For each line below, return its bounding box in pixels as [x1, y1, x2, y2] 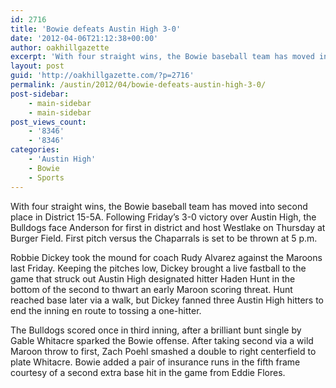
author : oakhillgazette [10, 42, 110, 53]
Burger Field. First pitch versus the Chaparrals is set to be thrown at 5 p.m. [10, 232, 318, 244]
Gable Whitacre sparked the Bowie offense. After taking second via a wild [10, 334, 314, 346]
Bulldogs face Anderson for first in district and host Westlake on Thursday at [10, 221, 326, 233]
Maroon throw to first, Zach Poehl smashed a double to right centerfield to [10, 345, 317, 357]
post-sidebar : [10, 89, 70, 99]
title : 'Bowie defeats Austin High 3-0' [10, 24, 182, 34]
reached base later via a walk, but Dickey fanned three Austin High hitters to [10, 294, 325, 306]
